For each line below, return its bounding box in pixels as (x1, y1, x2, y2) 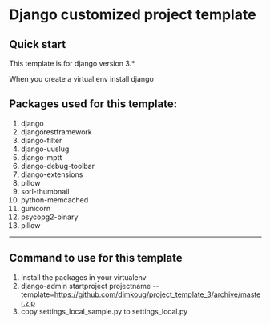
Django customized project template (9, 6, 256, 24)
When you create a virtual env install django (9, 74, 155, 83)
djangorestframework (20, 126, 92, 137)
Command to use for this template (9, 251, 183, 265)
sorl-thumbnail (20, 186, 70, 196)
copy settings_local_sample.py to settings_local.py (20, 306, 188, 316)
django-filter (20, 135, 62, 145)
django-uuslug (20, 144, 70, 154)
